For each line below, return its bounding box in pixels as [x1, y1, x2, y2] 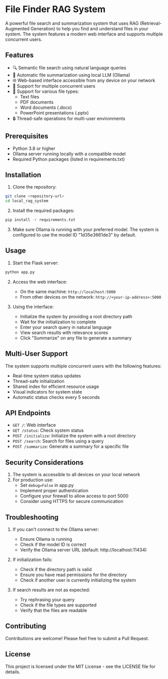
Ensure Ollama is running [20, 536, 72, 542]
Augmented [5, 25, 30, 31]
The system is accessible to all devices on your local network [12, 472, 140, 478]
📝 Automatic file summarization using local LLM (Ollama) [12, 72, 130, 78]
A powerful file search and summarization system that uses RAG [5, 20, 139, 26]
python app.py [5, 269, 35, 274]
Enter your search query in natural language [20, 324, 112, 330]
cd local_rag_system [5, 198, 49, 204]
